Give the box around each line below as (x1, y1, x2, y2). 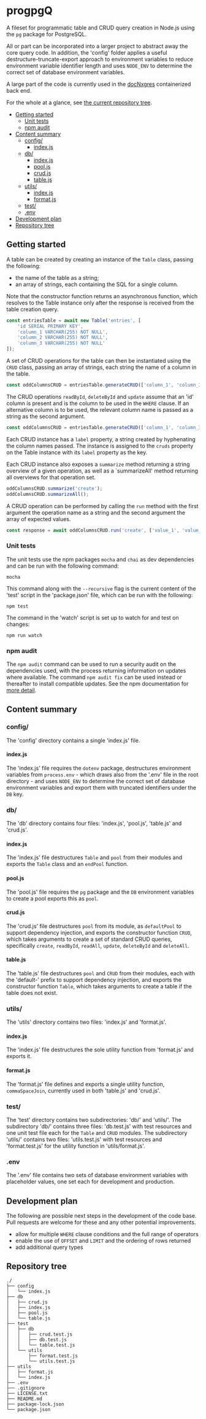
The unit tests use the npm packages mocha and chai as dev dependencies (6, 555, 194, 563)
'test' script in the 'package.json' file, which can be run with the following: (6, 591, 193, 598)
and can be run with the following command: (6, 562, 120, 570)
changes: (6, 621, 30, 628)
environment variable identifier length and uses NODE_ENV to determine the (6, 62, 192, 69)
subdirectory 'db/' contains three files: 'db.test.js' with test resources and (6, 1123, 192, 1130)
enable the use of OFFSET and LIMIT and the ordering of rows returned (15, 1237, 191, 1245)
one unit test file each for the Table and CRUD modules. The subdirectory (6, 1129, 188, 1136)
